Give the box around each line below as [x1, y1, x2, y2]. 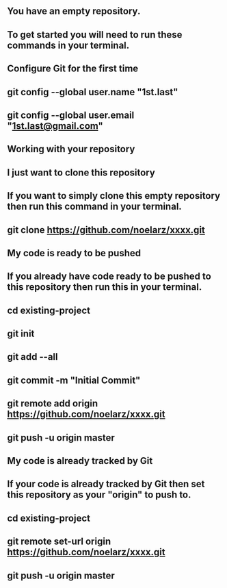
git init [7, 328, 35, 340]
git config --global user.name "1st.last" [7, 86, 178, 98]
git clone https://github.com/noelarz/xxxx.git [7, 224, 205, 236]
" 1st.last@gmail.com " [7, 120, 104, 132]
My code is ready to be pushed [7, 247, 142, 259]
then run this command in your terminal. [7, 201, 183, 212]
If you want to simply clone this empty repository [7, 190, 221, 201]
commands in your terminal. [7, 39, 130, 51]
